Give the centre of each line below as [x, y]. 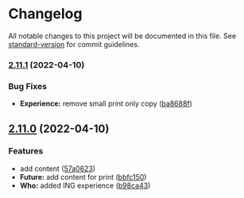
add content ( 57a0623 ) [58, 169]
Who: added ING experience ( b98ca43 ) [85, 185]
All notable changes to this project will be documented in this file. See [122, 36]
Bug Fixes [28, 86]
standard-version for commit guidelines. [74, 44]
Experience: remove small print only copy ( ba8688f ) [106, 103]
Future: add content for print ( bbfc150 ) [83, 177]
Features [26, 151]
